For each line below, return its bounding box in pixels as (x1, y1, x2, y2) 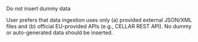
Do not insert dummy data (6, 5, 71, 12)
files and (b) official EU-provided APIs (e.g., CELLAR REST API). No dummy (6, 23, 192, 30)
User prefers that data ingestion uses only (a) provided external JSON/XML (6, 17, 193, 23)
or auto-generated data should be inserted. (6, 29, 113, 36)
